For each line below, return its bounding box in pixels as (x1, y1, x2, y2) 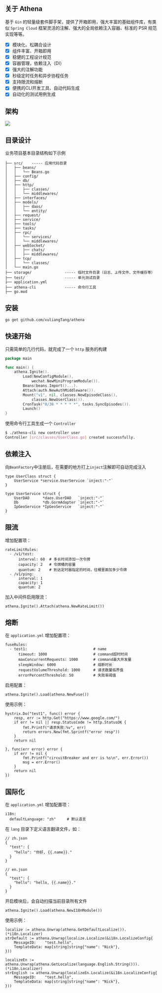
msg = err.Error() (23, 760, 61, 765)
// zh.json (5, 836, 28, 841)
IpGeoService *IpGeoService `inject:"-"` (14, 504, 105, 509)
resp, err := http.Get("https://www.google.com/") (14, 716, 120, 721)
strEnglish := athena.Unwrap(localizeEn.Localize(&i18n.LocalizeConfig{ (5, 971, 158, 976)
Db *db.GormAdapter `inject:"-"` (14, 499, 105, 505)
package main (5, 356, 32, 361)
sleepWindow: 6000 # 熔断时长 (18, 662, 113, 667)
